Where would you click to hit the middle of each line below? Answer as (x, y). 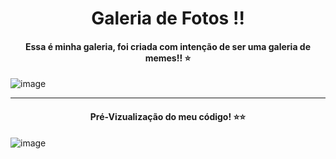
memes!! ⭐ (168, 58)
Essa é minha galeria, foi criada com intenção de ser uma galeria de (168, 46)
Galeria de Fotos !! (168, 18)
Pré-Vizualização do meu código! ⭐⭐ (168, 116)
